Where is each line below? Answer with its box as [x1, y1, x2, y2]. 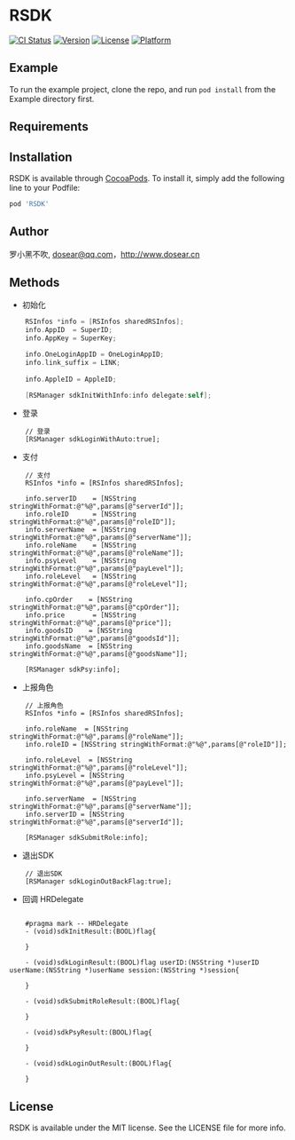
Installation [9, 149, 73, 164]
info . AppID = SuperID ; [25, 326, 113, 335]
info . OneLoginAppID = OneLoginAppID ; [25, 350, 165, 360]
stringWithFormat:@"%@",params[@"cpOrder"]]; [9, 603, 180, 613]
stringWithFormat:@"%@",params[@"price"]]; [9, 619, 173, 628]
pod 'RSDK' [9, 199, 50, 209]
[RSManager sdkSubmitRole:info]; [25, 834, 149, 843]
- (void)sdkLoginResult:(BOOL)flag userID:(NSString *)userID [25, 958, 260, 968]
